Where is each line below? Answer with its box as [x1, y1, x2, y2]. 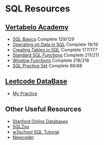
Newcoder [12, 134, 34, 140]
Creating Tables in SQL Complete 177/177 [12, 47, 97, 52]
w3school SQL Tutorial [12, 128, 59, 135]
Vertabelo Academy [5, 23, 69, 31]
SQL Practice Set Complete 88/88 [12, 63, 82, 68]
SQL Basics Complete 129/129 [12, 36, 74, 42]
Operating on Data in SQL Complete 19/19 [12, 41, 98, 47]
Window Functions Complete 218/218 [12, 57, 89, 63]
